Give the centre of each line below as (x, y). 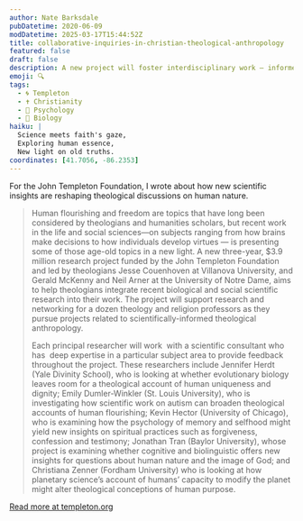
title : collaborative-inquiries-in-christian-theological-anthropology (147, 43)
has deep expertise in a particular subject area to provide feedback (157, 355)
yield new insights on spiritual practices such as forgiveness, (144, 431)
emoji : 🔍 (27, 77)
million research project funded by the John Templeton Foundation (155, 260)
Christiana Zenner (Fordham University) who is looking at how (147, 470)
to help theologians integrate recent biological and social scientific (155, 289)
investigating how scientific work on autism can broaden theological (158, 403)
